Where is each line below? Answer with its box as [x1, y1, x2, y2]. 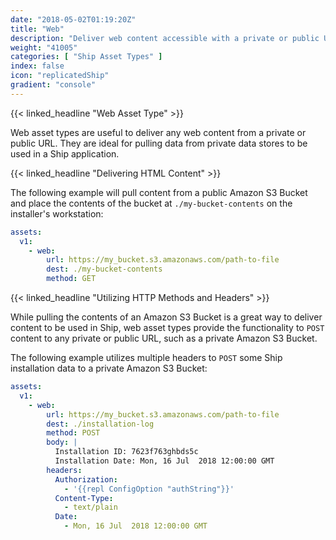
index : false [10, 61, 65, 71]
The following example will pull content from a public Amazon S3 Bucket [10, 186, 308, 198]
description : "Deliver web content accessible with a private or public [10, 33, 320, 43]
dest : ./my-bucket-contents [46, 264, 163, 275]
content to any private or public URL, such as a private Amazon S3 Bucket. [10, 332, 318, 344]
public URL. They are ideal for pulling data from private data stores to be [10, 137, 308, 149]
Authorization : [54, 474, 118, 485]
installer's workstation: [10, 207, 104, 220]
